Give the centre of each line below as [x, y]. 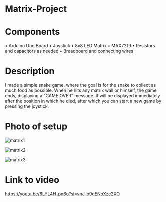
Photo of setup [36, 127]
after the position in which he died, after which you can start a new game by [83, 101]
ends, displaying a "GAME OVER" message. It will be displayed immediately [83, 96]
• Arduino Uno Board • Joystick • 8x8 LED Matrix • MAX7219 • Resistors [80, 46]
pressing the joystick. [27, 106]
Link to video [32, 180]
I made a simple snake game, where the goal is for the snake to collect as [81, 85]
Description [30, 71]
